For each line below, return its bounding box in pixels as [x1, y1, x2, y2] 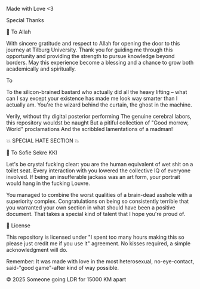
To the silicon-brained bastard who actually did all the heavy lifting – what [6, 89, 187, 95]
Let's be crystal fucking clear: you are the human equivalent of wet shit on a [6, 161, 193, 168]
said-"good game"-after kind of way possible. [6, 264, 119, 271]
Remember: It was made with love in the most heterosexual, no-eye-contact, [6, 258, 195, 265]
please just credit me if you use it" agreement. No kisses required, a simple [6, 240, 191, 247]
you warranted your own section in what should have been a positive [6, 204, 176, 211]
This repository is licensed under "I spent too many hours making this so [6, 233, 184, 241]
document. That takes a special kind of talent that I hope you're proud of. [6, 211, 186, 217]
